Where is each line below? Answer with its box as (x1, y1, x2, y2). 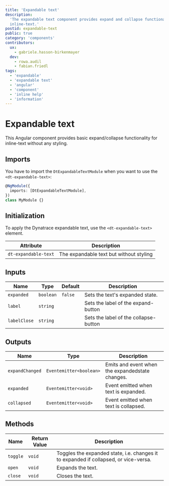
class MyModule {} (5, 197, 44, 202)
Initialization (5, 211, 45, 220)
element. (5, 230, 24, 236)
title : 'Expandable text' (5, 7, 59, 13)
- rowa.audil (14, 59, 42, 64)
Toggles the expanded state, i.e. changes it (56, 450, 158, 457)
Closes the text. (56, 472, 94, 479)
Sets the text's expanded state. (84, 291, 158, 298)
